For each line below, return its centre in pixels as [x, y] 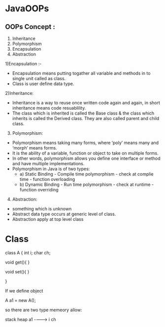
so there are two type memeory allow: [44, 310]
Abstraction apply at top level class [48, 219]
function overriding [39, 190]
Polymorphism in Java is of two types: [51, 169]
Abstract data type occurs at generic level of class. [64, 214]
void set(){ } [17, 271]
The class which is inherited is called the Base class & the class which [83, 113]
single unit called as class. [39, 78]
